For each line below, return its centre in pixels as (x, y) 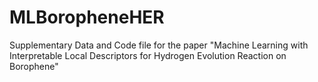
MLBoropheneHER (87, 17)
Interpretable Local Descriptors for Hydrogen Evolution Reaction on (148, 55)
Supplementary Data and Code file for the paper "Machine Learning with (159, 45)
